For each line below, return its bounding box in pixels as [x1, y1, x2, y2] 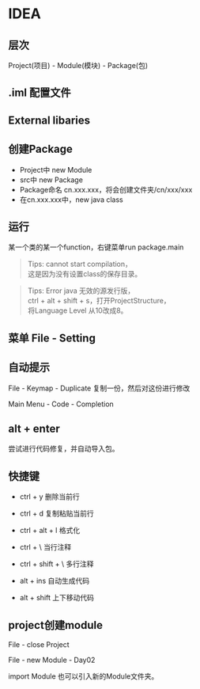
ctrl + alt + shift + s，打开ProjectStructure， [27, 296, 172, 306]
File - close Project [8, 640, 70, 649]
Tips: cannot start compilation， [27, 259, 133, 269]
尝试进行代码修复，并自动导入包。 [8, 444, 119, 454]
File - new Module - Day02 [8, 655, 96, 665]
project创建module [8, 619, 103, 632]
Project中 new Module [19, 165, 92, 174]
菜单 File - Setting [8, 331, 96, 344]
